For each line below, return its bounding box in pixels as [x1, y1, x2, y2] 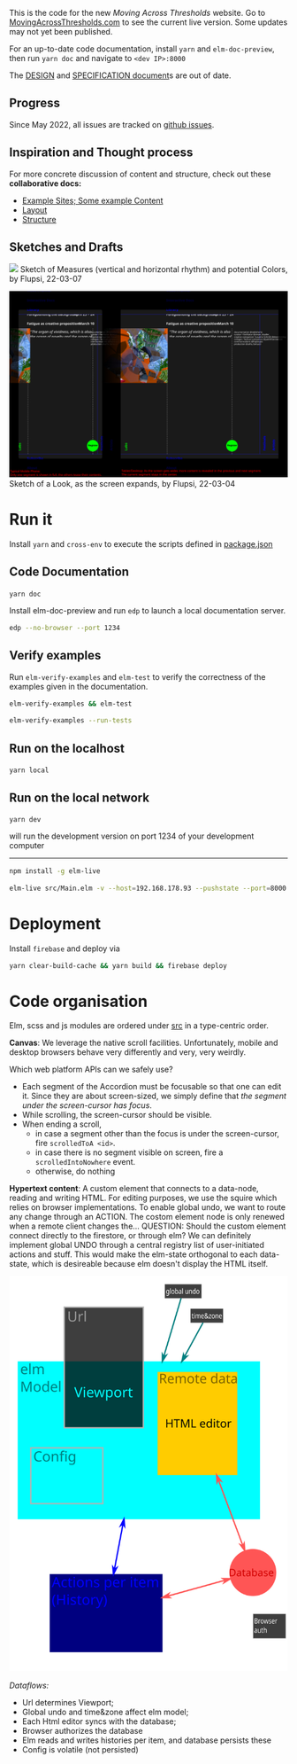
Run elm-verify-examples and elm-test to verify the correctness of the [9, 671, 266, 682]
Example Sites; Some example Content [21, 195, 164, 206]
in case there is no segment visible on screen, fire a [34, 1147, 224, 1158]
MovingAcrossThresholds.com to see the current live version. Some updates [9, 17, 288, 27]
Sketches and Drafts [9, 239, 124, 255]
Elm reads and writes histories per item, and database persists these [21, 1735, 272, 1745]
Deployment [9, 913, 102, 933]
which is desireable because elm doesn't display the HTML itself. [31, 1259, 268, 1269]
